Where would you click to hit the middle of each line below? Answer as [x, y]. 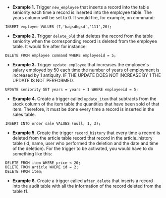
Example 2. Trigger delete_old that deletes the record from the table [83, 36]
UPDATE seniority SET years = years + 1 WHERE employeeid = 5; [72, 90]
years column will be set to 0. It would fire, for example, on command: [83, 18]
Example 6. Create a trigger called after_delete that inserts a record [83, 181]
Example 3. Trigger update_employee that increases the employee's [81, 65]
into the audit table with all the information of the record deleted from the [87, 186]
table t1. [20, 191]
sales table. [24, 114]
